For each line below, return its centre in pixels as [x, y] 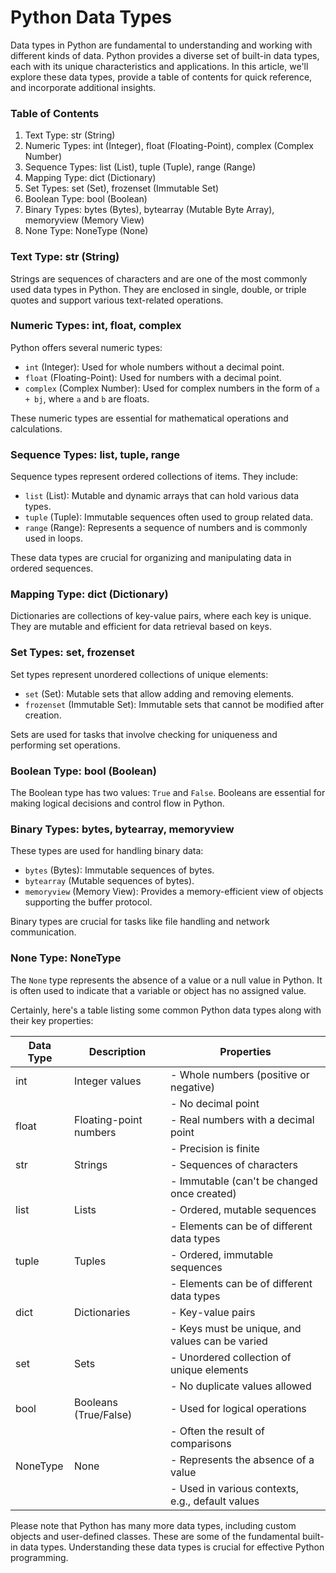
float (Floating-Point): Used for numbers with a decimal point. [153, 377]
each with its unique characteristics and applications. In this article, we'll [159, 66]
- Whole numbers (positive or [240, 1074]
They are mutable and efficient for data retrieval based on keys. [141, 627]
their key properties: [52, 1020]
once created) [203, 1193]
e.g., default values [215, 1501]
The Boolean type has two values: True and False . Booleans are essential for [168, 793]
